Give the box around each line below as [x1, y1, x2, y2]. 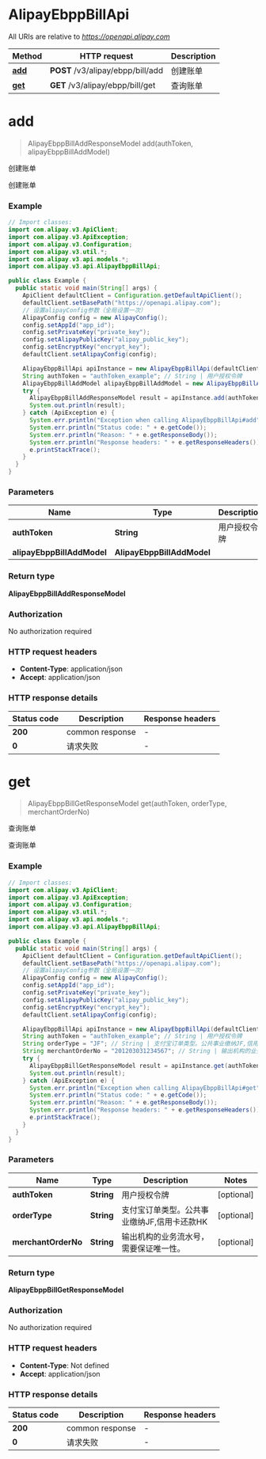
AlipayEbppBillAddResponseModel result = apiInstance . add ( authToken [28, 394, 260, 402]
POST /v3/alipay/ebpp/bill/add [50, 65, 164, 76]
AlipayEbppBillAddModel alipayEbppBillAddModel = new [22, 379, 203, 387]
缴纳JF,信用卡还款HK [129, 1216, 208, 1227]
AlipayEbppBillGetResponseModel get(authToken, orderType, [27, 799, 227, 808]
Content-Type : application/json [19, 664, 123, 674]
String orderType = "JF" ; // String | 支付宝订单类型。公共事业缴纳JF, [22, 1039, 247, 1048]
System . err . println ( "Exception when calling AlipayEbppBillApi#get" [28, 1084, 260, 1092]
